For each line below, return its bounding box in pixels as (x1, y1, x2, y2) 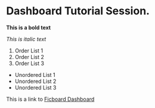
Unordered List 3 (14, 84, 57, 91)
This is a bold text (6, 24, 51, 31)
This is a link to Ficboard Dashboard (6, 95, 95, 103)
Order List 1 (14, 47, 44, 54)
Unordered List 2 (14, 78, 57, 85)
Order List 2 (14, 53, 45, 60)
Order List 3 (14, 60, 45, 67)
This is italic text (6, 35, 46, 42)
